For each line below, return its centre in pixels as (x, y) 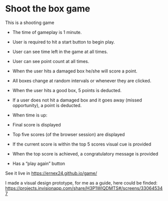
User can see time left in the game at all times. (60, 51)
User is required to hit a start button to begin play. (63, 42)
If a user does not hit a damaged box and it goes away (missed (77, 100)
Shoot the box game (48, 9)
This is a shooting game (30, 22)
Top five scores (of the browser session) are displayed (68, 134)
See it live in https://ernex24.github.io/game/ (51, 173)
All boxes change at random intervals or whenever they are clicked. (82, 80)
